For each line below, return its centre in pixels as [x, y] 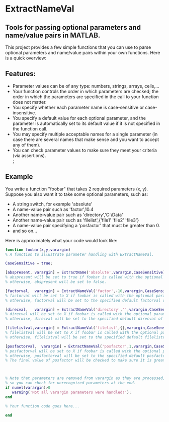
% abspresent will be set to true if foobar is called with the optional [84, 277]
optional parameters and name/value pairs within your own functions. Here [83, 53]
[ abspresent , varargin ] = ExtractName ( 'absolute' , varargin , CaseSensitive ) [85, 272]
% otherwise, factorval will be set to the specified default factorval [83, 300]
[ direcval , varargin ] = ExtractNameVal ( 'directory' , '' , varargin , [77, 309]
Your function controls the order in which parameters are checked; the [86, 91]
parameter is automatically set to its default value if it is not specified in [86, 123]
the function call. [30, 128]
